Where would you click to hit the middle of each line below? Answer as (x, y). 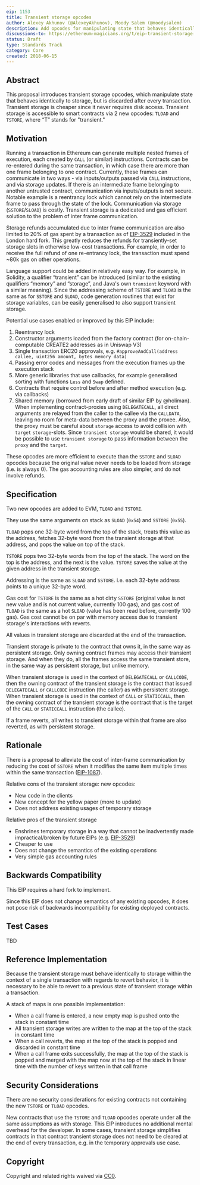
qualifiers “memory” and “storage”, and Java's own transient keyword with (99, 284)
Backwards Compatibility (54, 875)
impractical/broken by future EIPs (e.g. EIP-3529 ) (75, 837)
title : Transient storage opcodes (49, 17)
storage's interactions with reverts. (49, 623)
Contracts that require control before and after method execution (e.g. (101, 388)
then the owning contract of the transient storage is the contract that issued (99, 684)
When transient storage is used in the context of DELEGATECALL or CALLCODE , (97, 677)
